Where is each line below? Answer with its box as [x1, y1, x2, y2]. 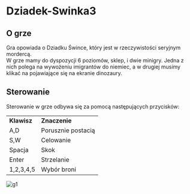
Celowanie [41, 136, 71, 144]
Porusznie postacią [41, 126, 95, 135]
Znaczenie [41, 116, 72, 124]
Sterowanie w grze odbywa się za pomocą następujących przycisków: [6, 103, 180, 110]
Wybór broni [41, 165, 77, 174]
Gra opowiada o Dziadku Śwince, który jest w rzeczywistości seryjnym [6, 44, 181, 51]
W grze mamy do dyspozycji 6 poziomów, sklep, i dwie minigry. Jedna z [6, 57, 184, 64]
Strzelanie [41, 155, 70, 163]
